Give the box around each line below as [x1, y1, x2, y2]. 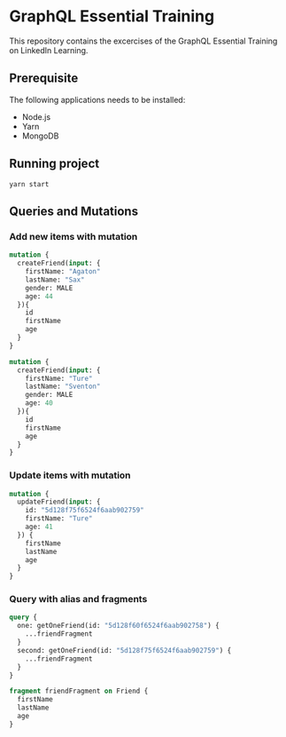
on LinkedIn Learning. [9, 44, 89, 55]
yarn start [9, 179, 50, 188]
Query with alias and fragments [9, 593, 148, 606]
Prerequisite [9, 71, 79, 86]
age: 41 [25, 522, 53, 532]
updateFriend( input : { [17, 497, 101, 507]
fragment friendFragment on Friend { [9, 686, 149, 696]
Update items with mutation [9, 469, 131, 481]
